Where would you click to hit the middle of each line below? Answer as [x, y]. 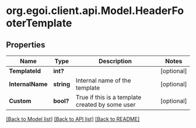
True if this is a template [108, 97]
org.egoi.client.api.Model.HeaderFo [95, 11]
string [62, 84]
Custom [20, 101]
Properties [26, 45]
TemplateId [25, 71]
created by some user [106, 105]
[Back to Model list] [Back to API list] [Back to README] [73, 119]
